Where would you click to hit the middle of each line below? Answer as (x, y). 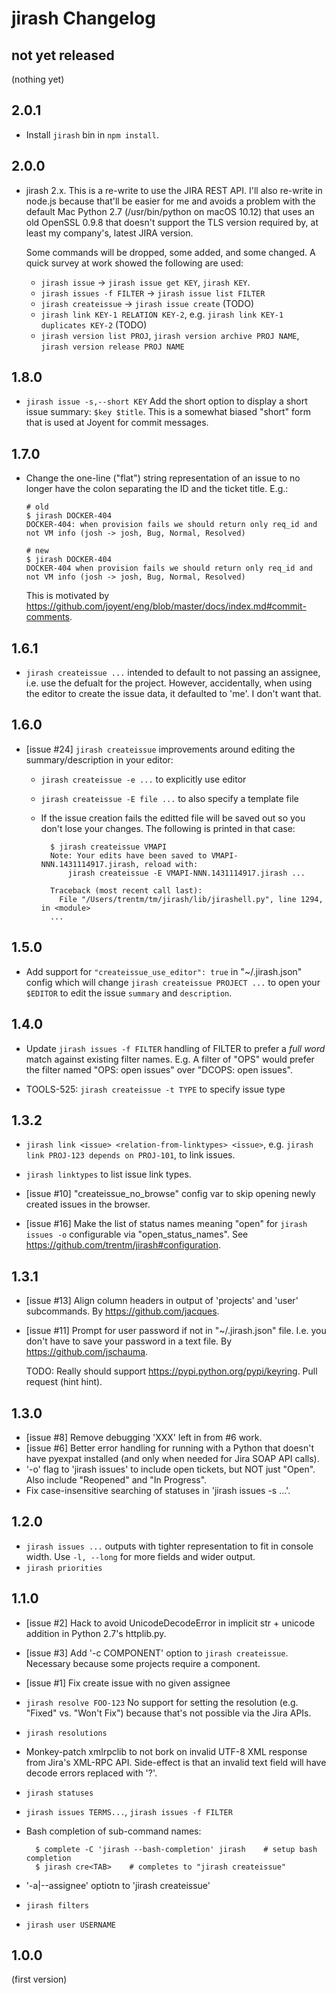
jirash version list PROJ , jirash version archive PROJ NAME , (170, 335)
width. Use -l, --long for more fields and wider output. (140, 1556)
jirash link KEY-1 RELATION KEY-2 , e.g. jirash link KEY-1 (162, 314)
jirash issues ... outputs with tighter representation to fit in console (169, 1546)
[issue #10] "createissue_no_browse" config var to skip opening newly (170, 1194)
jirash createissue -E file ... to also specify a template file (169, 798)
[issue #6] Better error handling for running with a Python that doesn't (169, 1448)
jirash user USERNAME (70, 1925)
